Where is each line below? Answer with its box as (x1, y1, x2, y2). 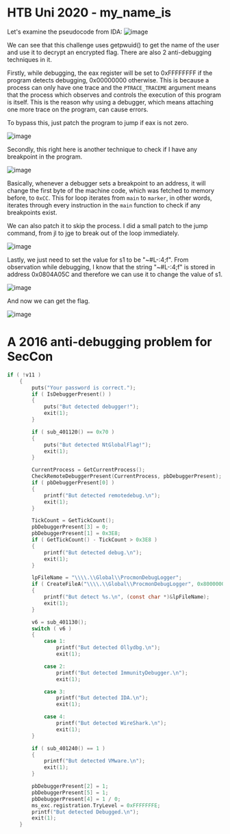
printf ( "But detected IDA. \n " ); (55, 695, 149, 701)
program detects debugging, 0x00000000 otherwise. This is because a (7, 76, 209, 84)
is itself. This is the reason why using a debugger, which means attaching (7, 98, 214, 106)
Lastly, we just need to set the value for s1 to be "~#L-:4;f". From (7, 256, 189, 264)
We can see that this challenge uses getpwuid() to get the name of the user (7, 41, 220, 49)
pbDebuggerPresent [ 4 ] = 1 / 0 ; (31, 796, 121, 802)
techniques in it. (7, 55, 53, 63)
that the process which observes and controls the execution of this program (7, 91, 221, 99)
